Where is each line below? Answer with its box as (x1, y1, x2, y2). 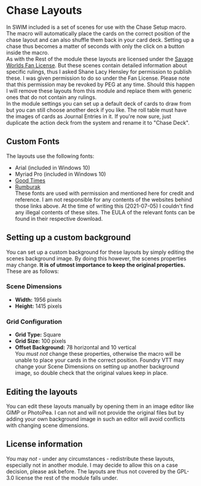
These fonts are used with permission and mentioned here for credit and (14, 190, 194, 197)
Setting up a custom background (6, 232, 131, 243)
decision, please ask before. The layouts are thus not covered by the (6, 467, 176, 475)
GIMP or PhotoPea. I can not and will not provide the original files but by (6, 409, 184, 416)
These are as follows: (6, 268, 59, 275)
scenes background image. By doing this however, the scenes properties (6, 254, 187, 262)
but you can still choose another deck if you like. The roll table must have (6, 106, 187, 113)
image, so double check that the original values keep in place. (14, 370, 168, 377)
